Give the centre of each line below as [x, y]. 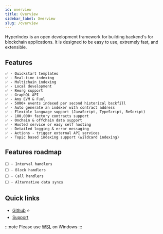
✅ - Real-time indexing [30, 78]
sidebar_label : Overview [30, 18]
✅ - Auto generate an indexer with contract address [60, 108]
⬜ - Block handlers [26, 170]
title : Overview [21, 14]
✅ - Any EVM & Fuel [25, 99]
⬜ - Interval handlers [29, 164]
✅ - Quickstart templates [32, 74]
